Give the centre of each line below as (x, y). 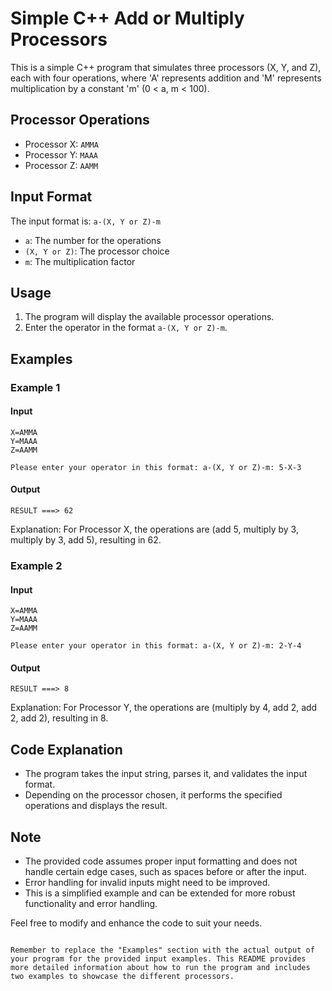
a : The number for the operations (93, 240)
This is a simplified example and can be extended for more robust (160, 893)
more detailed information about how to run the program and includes (160, 968)
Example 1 (35, 387)
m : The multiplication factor (80, 261)
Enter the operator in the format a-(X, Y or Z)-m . (126, 328)
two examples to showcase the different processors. (122, 977)
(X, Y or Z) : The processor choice (97, 251)
